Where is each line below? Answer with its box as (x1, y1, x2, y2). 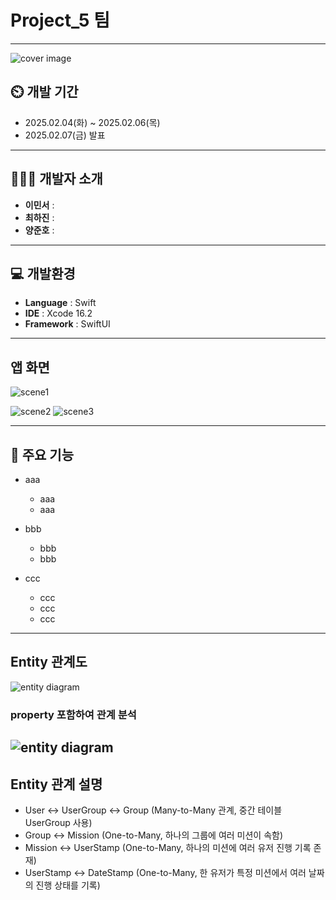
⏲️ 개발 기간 (10, 84, 79, 101)
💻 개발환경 (10, 265, 76, 282)
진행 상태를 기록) (35, 879, 101, 891)
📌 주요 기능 (10, 446, 75, 463)
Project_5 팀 (10, 9, 110, 32)
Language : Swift (24, 297, 97, 309)
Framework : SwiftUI (24, 318, 111, 330)
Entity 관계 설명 (10, 776, 103, 793)
